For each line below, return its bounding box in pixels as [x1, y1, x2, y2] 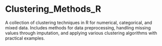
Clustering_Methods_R [5, 3, 101, 15]
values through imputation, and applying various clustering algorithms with [5, 30, 157, 36]
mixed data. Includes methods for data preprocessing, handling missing [5, 24, 151, 30]
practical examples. [5, 35, 45, 41]
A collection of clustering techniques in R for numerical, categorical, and [5, 20, 152, 25]
